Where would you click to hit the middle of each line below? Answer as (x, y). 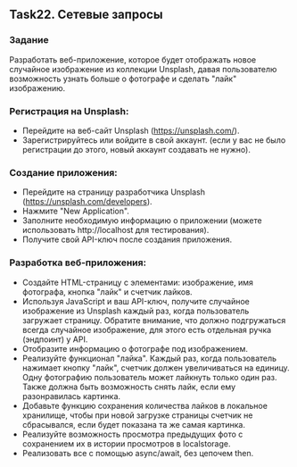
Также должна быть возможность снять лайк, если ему (129, 387)
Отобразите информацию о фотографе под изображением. (135, 348)
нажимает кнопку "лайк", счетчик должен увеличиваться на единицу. (156, 367)
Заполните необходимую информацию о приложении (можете (142, 221)
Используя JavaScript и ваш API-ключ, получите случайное (136, 301)
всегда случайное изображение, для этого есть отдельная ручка (147, 329)
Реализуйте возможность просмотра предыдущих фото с (132, 434)
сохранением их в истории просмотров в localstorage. (126, 443)
